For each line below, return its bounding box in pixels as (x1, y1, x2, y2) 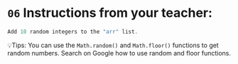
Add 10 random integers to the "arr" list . (7, 28, 139, 35)
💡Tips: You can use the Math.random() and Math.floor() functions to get (7, 41, 219, 49)
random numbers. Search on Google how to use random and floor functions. (7, 49, 231, 57)
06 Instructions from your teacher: (7, 5, 213, 21)
